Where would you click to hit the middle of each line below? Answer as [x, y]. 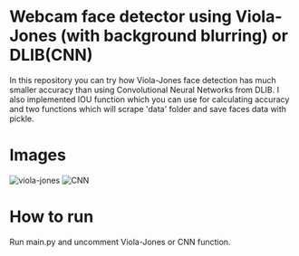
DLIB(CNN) [51, 55]
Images [38, 155]
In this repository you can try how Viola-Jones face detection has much [143, 80]
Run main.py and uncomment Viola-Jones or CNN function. [120, 242]
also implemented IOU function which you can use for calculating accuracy [149, 99]
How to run [52, 217]
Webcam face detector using [121, 17]
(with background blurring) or [174, 36]
